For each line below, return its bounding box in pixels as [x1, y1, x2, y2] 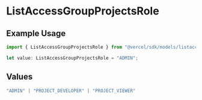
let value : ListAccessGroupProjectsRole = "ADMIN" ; [6, 55, 138, 61]
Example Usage [6, 28, 66, 39]
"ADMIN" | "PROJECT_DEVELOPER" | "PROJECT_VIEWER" [6, 87, 136, 94]
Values [6, 72, 33, 82]
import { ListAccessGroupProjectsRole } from [6, 44, 122, 50]
